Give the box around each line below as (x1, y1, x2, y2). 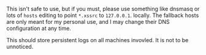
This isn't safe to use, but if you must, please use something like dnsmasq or (6, 5, 200, 12)
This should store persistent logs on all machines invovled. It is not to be (6, 37, 189, 43)
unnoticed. (6, 43, 34, 50)
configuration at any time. (6, 24, 72, 32)
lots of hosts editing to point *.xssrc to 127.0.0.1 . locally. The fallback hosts (6, 12, 199, 19)
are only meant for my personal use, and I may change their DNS (6, 18, 170, 25)
